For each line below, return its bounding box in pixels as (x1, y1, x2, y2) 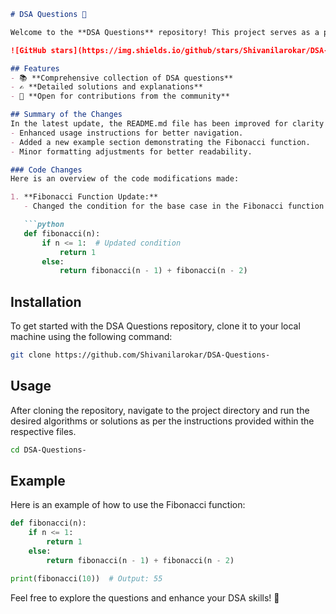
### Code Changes (10, 165, 83, 175)
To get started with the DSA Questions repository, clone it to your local (10, 320, 301, 332)
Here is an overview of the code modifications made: (10, 174, 240, 184)
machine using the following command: (10, 331, 173, 343)
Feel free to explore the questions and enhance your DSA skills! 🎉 (10, 591, 280, 604)
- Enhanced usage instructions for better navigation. (10, 128, 244, 138)
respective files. (10, 425, 77, 437)
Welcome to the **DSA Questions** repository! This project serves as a (10, 27, 320, 37)
